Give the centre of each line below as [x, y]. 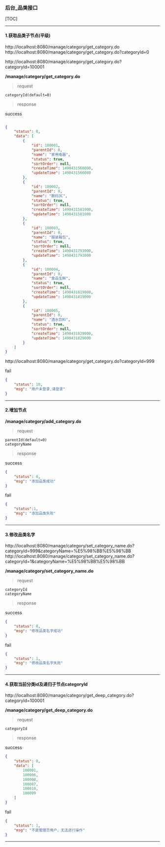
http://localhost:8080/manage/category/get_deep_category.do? [69, 695]
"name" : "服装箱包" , [51, 237]
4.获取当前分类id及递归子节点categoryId [46, 684]
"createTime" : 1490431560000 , [62, 168]
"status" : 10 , [28, 385]
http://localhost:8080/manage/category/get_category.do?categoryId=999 [80, 361]
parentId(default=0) [26, 440]
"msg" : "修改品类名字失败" [39, 663]
